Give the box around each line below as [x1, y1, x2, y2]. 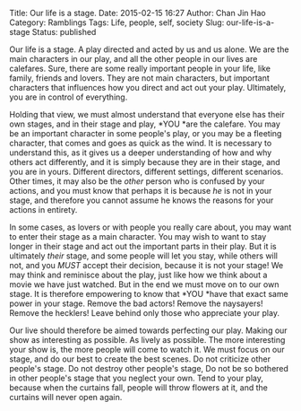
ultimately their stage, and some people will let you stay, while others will [9, 250, 279, 261]
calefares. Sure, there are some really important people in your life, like [9, 63, 271, 74]
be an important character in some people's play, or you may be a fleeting [9, 128, 282, 138]
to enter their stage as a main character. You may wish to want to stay [9, 232, 267, 241]
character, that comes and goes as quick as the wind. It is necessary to [9, 138, 272, 148]
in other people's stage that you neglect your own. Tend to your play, [9, 372, 264, 383]
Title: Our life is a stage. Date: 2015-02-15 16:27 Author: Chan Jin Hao [9, 8, 266, 18]
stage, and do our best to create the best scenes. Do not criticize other [9, 354, 271, 364]
